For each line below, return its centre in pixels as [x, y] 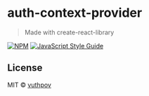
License [25, 68]
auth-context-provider [75, 13]
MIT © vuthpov [29, 85]
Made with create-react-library [69, 32]
